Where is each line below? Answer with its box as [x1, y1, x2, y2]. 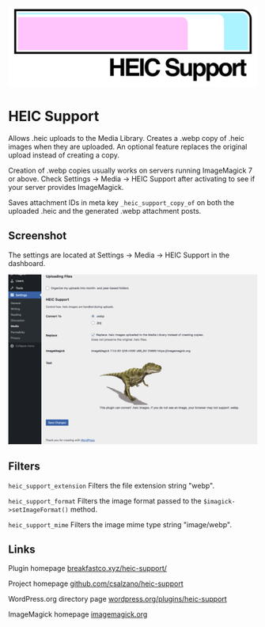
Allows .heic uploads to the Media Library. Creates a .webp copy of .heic [8, 133, 245, 142]
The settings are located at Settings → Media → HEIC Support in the [8, 250, 230, 260]
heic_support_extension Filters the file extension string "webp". [8, 481, 215, 490]
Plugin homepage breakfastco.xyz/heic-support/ [8, 564, 168, 573]
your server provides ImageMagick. [8, 182, 124, 192]
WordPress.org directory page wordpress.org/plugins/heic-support [8, 595, 227, 604]
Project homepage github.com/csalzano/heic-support [8, 579, 184, 588]
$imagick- [203, 497, 236, 505]
